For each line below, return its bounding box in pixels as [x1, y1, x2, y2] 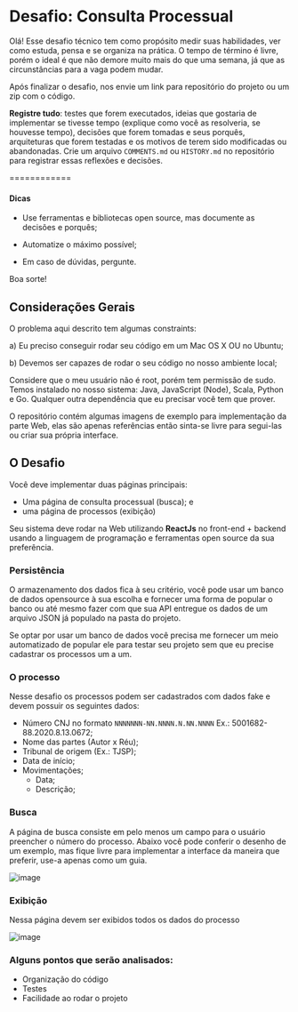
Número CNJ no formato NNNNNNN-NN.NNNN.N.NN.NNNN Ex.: [21, 718, 230, 728]
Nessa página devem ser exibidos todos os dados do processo [9, 914, 240, 925]
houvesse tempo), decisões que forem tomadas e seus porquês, [9, 126, 246, 137]
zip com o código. [9, 91, 76, 101]
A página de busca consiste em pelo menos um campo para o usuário [9, 826, 266, 837]
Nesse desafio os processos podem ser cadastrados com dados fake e [9, 691, 271, 702]
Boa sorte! [9, 274, 47, 285]
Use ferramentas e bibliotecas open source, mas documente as [21, 213, 255, 223]
